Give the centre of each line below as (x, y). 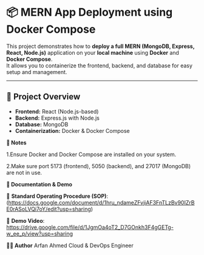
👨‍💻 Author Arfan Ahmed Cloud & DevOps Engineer (70, 245)
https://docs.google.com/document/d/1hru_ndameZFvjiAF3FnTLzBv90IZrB (101, 202)
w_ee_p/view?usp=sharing (40, 233)
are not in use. (24, 172)
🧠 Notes (16, 142)
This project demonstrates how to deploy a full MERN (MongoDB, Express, (100, 46)
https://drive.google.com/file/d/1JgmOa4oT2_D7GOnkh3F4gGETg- (90, 227)
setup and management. (37, 72)
